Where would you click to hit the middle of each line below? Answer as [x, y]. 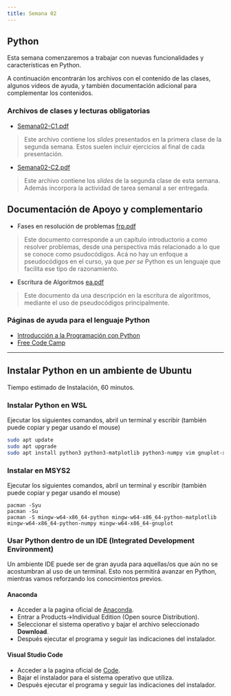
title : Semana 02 [32, 13]
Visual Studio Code [35, 655]
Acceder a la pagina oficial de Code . [68, 670]
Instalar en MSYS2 [39, 470]
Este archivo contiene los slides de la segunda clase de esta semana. [122, 180]
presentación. [43, 154]
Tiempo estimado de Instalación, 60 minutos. [71, 387]
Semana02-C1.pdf [43, 126]
